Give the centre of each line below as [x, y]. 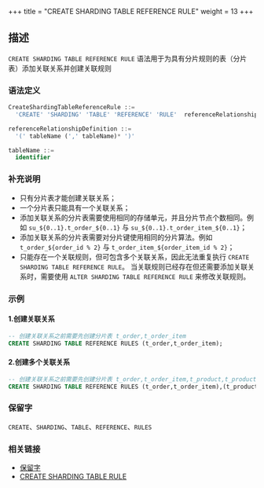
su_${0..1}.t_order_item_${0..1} [185, 228]
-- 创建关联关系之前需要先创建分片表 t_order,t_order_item [97, 336]
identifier [33, 158]
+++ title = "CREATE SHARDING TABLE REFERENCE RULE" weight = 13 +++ [131, 11]
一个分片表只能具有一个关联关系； [75, 207]
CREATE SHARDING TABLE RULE [73, 477]
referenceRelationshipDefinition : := [70, 129]
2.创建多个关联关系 [39, 362]
